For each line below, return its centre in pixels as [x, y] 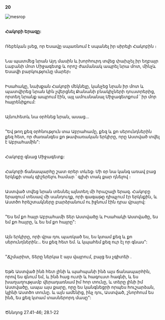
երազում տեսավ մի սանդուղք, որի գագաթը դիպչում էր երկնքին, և [81, 197]
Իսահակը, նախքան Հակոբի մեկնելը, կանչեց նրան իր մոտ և [74, 86]
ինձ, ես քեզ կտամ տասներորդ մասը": [48, 298]
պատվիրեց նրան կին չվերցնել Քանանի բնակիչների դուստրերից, [80, 91]
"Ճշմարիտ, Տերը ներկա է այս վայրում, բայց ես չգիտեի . [68, 256]
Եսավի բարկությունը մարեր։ [38, 71]
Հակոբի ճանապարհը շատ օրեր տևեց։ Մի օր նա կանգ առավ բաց [81, 171]
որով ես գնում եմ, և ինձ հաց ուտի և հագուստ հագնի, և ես [72, 277]
